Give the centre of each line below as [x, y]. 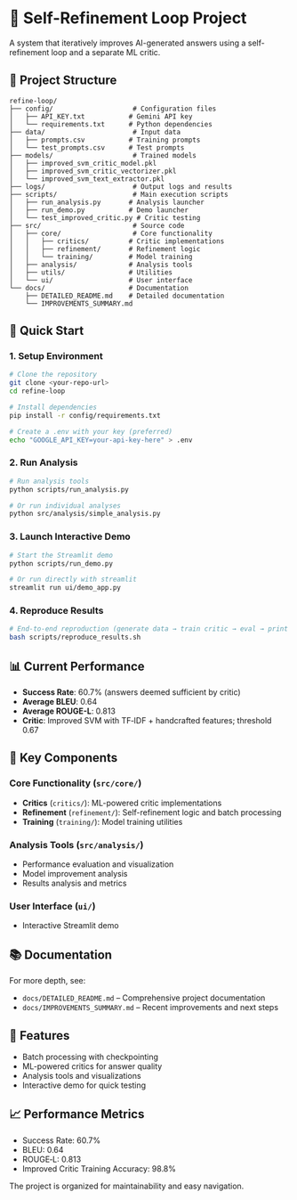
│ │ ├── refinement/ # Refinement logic [105, 249]
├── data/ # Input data [95, 132]
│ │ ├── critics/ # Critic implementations [117, 241]
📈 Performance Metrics [77, 1114]
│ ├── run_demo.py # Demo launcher [99, 210]
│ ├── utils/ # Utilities [91, 272]
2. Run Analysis [44, 462]
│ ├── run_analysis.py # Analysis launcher [107, 202]
